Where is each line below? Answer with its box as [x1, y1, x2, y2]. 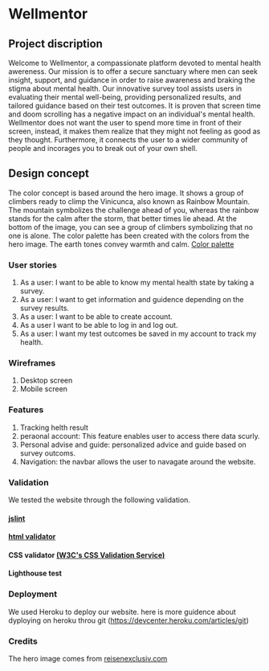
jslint [8, 513, 26, 523]
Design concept [8, 166, 90, 181]
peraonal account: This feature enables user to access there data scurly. [19, 431, 261, 440]
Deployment [8, 588, 58, 599]
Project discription [8, 37, 103, 51]
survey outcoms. [19, 448, 76, 458]
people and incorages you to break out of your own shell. [8, 144, 198, 153]
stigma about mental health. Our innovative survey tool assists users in [8, 84, 243, 93]
